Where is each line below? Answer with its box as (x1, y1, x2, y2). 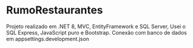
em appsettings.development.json (6, 35, 90, 42)
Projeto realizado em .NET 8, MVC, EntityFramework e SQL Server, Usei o (6, 23, 186, 30)
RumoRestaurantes (6, 4, 103, 17)
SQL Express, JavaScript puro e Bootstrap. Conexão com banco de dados (6, 29, 187, 36)
